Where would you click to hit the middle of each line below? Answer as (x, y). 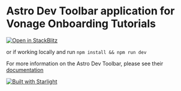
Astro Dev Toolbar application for (90, 11)
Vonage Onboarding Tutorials (81, 24)
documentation (25, 69)
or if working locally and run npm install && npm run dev (76, 51)
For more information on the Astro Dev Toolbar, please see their (85, 63)
